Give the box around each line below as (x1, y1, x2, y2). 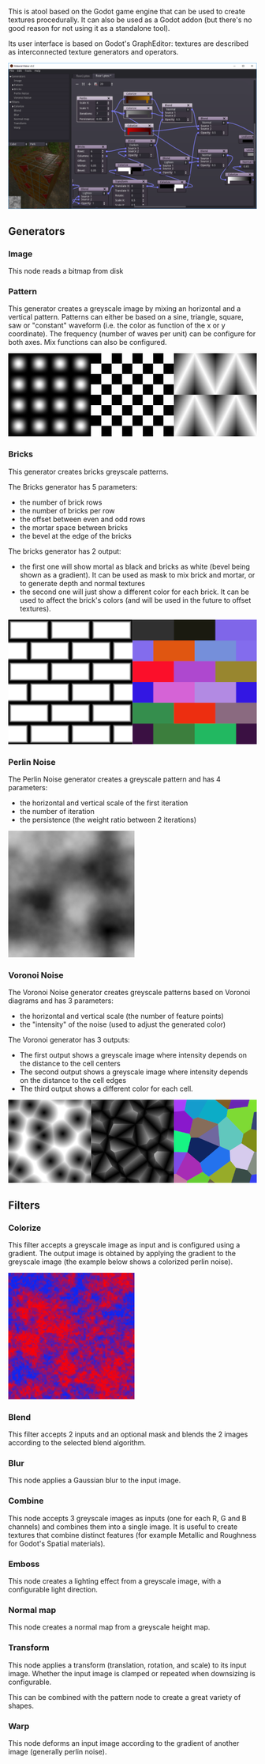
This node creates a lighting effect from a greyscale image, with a (8, 1577, 222, 1586)
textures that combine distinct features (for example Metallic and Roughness (8, 1530, 257, 1539)
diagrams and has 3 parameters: (8, 996, 114, 1005)
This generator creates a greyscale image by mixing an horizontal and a (8, 304, 241, 313)
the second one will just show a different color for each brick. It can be (19, 587, 250, 596)
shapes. (8, 1701, 34, 1710)
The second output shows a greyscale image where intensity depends (19, 1067, 248, 1077)
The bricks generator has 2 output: (8, 546, 121, 556)
